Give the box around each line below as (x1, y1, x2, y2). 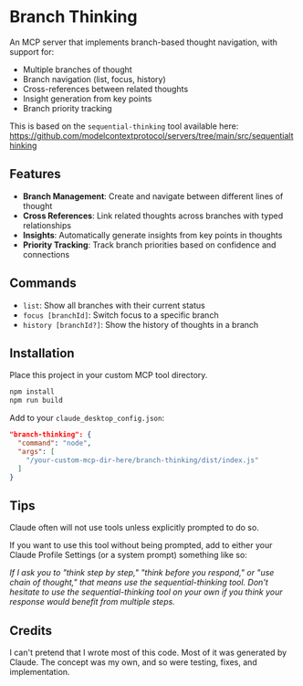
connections (22, 248, 70, 259)
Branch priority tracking (22, 102, 112, 113)
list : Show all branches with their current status (22, 300, 205, 311)
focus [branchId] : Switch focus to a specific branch (22, 309, 219, 321)
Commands (9, 276, 78, 291)
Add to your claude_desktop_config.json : (9, 413, 165, 424)
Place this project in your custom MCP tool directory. (9, 370, 208, 381)
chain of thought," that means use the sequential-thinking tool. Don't (9, 577, 269, 588)
